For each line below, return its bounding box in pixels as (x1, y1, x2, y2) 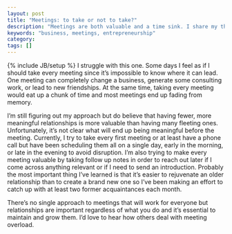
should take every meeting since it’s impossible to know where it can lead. (7, 69, 218, 77)
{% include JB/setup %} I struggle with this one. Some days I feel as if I (7, 62, 211, 69)
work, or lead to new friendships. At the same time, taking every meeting (7, 84, 214, 91)
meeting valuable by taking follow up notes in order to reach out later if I (7, 156, 212, 163)
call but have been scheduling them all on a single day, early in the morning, (7, 141, 224, 149)
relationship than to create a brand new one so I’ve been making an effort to (7, 178, 223, 186)
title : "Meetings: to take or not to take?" (7, 17, 137, 24)
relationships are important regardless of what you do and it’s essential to (7, 206, 216, 214)
